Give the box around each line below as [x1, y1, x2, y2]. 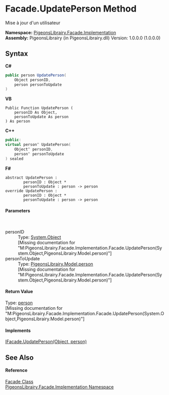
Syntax [5, 49, 28, 58]
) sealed [5, 156, 24, 161]
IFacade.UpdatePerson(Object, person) [5, 338, 87, 345]
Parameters [5, 208, 30, 214]
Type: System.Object [18, 234, 62, 240]
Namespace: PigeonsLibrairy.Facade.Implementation [5, 29, 116, 35]
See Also [5, 353, 34, 362]
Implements [5, 327, 31, 333]
